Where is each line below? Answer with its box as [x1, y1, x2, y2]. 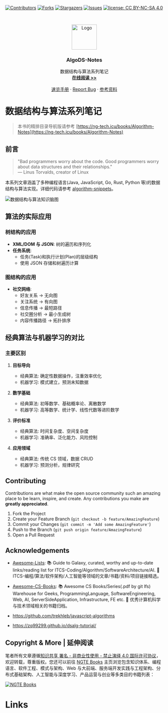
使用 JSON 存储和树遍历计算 [20, 260, 79, 266]
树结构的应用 [5, 229, 37, 236]
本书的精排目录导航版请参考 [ [17, 123, 78, 129]
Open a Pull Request [12, 532, 55, 538]
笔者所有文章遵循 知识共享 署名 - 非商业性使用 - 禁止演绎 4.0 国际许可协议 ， [5, 653, 161, 659]
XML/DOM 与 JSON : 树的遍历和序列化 [12, 241, 91, 247]
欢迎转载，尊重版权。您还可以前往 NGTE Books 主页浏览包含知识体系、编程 [5, 659, 161, 665]
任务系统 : [12, 247, 32, 253]
